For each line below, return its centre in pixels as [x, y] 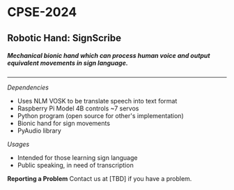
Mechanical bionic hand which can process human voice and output [109, 56]
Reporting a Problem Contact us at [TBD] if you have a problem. [100, 178]
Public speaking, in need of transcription [75, 165]
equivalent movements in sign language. [68, 63]
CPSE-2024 [42, 12]
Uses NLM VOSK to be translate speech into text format [97, 101]
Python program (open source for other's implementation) [100, 115]
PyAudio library [39, 131]
